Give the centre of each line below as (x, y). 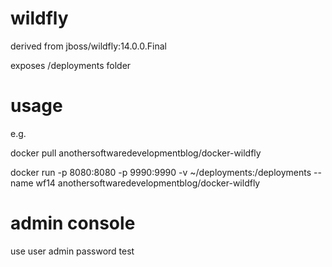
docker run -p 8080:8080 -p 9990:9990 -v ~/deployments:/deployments (161, 172)
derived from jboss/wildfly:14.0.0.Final (88, 46)
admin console (73, 223)
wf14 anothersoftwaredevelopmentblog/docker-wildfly (148, 183)
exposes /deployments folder (71, 65)
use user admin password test (72, 251)
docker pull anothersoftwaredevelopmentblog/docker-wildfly (136, 153)
